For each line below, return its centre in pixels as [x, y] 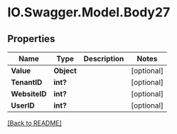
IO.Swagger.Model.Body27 [89, 12]
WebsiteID [29, 94]
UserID [23, 105]
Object [65, 71]
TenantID [27, 82]
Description [104, 59]
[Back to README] [34, 123]
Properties [31, 39]
